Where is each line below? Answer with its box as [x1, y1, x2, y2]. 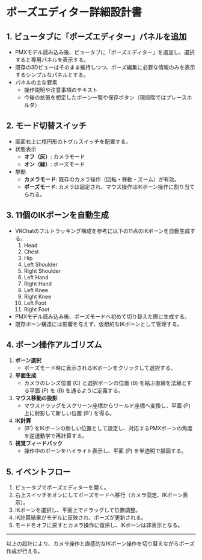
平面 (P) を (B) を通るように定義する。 [29, 387, 124, 394]
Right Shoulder [23, 267, 61, 275]
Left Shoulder [23, 261, 58, 268]
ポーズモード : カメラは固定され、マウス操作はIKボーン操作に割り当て [23, 183, 195, 190]
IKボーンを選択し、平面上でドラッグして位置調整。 [14, 506, 141, 514]
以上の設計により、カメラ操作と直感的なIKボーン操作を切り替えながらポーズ [6, 540, 195, 547]
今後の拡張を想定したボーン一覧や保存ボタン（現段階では [23, 94, 167, 101]
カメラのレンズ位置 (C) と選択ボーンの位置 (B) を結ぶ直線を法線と [23, 380, 187, 387]
